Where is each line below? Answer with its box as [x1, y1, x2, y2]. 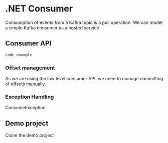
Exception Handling [5, 93, 54, 100]
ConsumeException [5, 105, 46, 111]
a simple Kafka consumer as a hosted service [5, 24, 99, 30]
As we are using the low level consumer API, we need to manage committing [5, 75, 163, 81]
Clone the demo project [5, 133, 54, 139]
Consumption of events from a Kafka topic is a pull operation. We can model [5, 19, 163, 25]
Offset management [5, 64, 55, 71]
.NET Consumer [5, 3, 73, 14]
